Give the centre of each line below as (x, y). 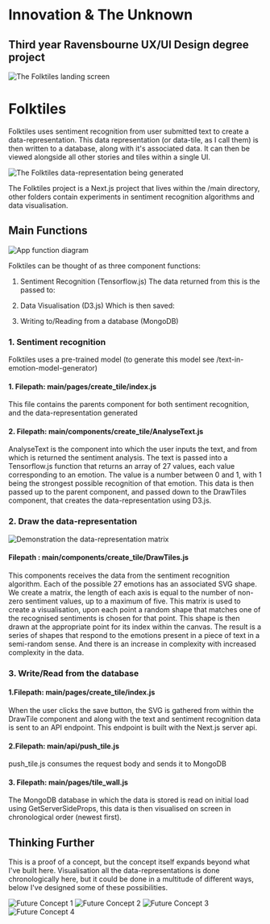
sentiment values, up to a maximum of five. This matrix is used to (133, 601)
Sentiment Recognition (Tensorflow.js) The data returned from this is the (140, 281)
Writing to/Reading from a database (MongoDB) (99, 321)
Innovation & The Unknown (101, 15)
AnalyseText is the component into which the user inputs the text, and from (133, 450)
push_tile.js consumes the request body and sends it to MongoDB (118, 764)
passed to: (37, 290)
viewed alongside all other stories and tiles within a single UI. (110, 157)
